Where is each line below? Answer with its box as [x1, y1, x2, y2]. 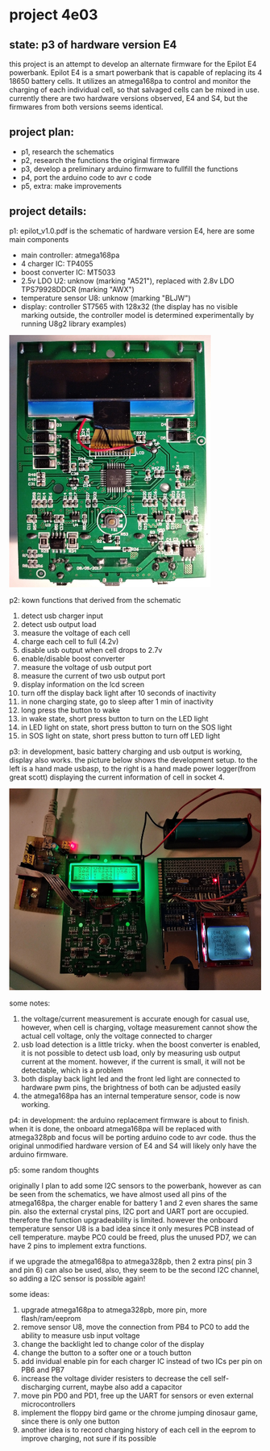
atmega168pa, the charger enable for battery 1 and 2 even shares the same [9, 1198, 259, 1207]
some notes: [9, 998, 51, 1008]
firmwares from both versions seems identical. [9, 102, 164, 111]
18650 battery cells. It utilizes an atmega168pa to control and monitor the [9, 77, 251, 86]
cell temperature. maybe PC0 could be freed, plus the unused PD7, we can [9, 1232, 257, 1242]
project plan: [9, 125, 75, 139]
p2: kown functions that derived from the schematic [9, 595, 181, 604]
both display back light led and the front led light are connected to [20, 1073, 241, 1083]
